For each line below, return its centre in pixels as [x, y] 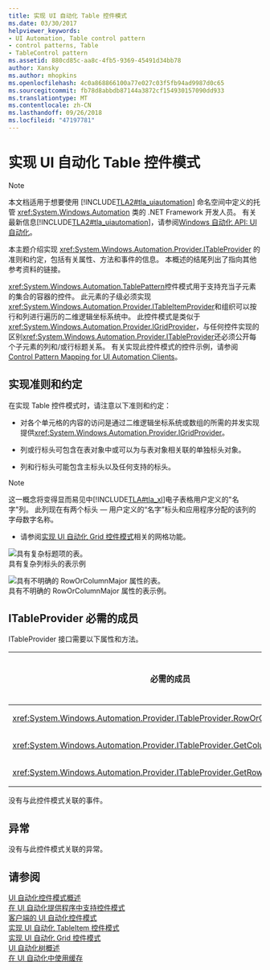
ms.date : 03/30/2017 [43, 23]
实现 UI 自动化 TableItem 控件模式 [64, 928]
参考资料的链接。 [37, 269]
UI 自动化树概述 [34, 948]
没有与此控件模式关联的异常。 [57, 849]
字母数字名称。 [33, 519]
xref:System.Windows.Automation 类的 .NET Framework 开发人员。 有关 [137, 212]
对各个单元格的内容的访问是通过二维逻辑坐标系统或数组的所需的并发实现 [139, 422]
